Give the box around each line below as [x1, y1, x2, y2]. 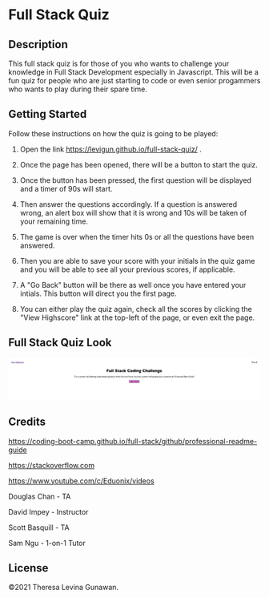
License [8, 561, 49, 575]
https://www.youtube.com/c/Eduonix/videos [8, 475, 155, 486]
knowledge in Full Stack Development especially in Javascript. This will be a [8, 67, 259, 77]
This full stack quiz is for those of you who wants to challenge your [8, 59, 230, 68]
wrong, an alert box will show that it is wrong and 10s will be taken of [19, 208, 247, 217]
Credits [8, 415, 46, 429]
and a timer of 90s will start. [19, 184, 113, 193]
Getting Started [8, 107, 87, 121]
